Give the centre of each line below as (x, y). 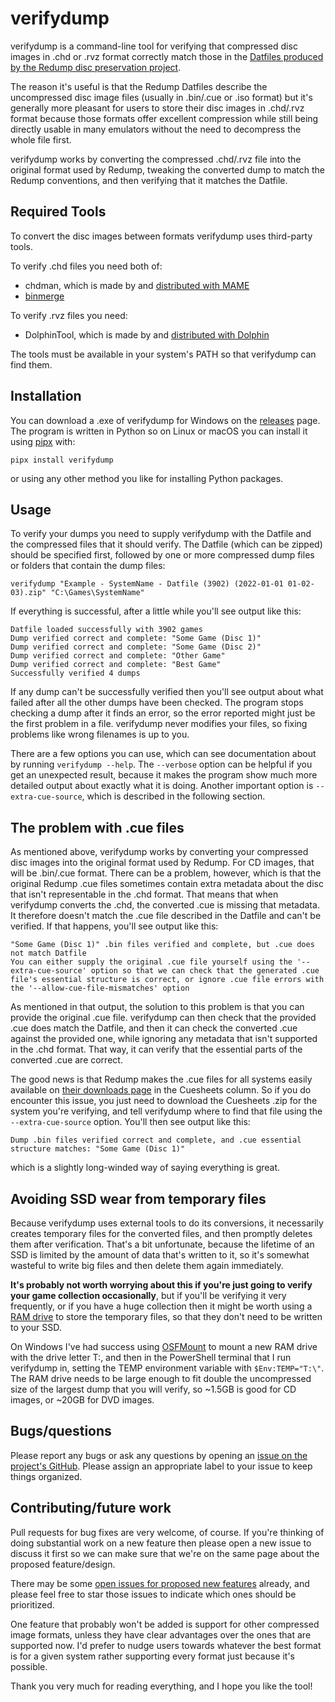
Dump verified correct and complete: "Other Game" (118, 656)
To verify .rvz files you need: (69, 315)
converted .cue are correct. (66, 1060)
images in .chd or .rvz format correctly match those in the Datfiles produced (167, 56)
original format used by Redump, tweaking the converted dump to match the (167, 169)
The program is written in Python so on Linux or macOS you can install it (159, 431)
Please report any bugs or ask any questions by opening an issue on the (159, 1455)
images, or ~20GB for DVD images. (82, 1400)
